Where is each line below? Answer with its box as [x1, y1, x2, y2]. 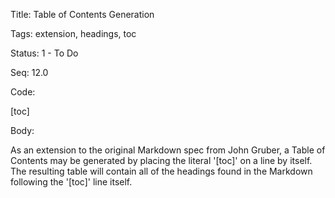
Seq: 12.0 [10, 67, 49, 78]
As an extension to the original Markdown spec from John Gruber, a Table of [10, 144, 326, 156]
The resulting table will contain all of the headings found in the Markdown [10, 165, 313, 177]
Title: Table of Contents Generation [10, 9, 155, 20]
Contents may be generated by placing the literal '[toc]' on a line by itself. [10, 155, 313, 166]
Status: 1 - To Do [10, 47, 79, 59]
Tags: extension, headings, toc [10, 28, 137, 39]
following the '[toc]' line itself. [10, 176, 133, 188]
